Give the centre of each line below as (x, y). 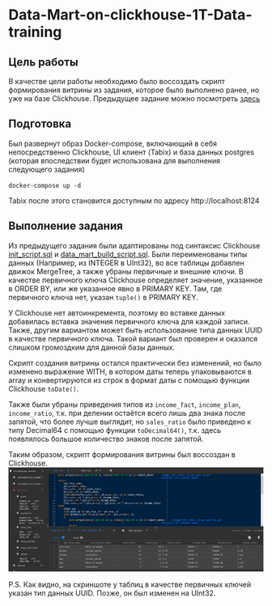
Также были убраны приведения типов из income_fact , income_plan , (125, 404)
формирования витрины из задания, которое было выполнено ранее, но (134, 90)
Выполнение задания (66, 226)
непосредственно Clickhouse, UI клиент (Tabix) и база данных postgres (132, 152)
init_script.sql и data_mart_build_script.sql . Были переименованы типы (128, 254)
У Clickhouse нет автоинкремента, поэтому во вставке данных (117, 312)
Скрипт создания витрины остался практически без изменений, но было (135, 362)
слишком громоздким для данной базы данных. (92, 347)
